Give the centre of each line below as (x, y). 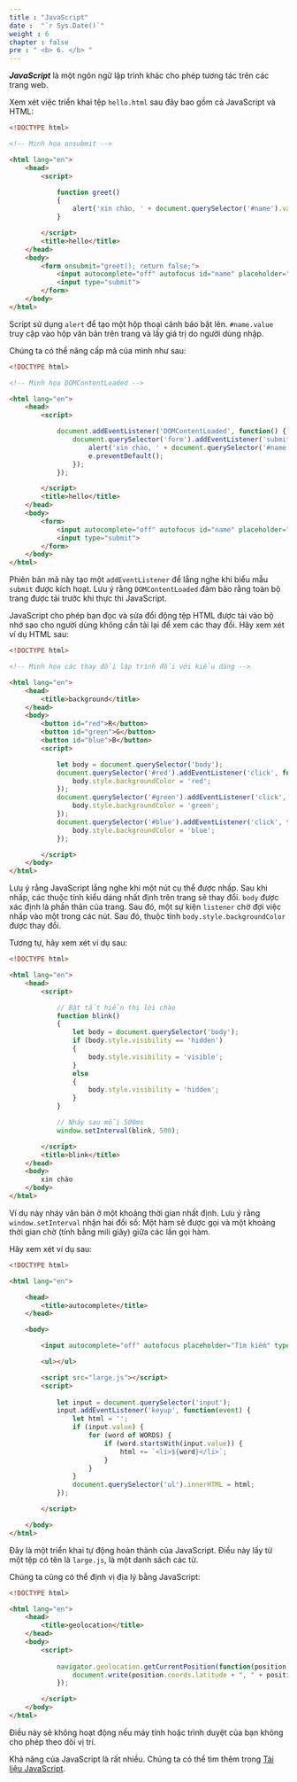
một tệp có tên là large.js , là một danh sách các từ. (104, 1560)
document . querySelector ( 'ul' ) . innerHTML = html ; (163, 1485)
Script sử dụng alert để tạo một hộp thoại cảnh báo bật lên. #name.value (141, 323)
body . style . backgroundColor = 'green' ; (145, 806)
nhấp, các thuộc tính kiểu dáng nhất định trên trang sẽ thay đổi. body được (144, 898)
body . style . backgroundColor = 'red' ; (142, 781)
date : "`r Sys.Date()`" (57, 26)
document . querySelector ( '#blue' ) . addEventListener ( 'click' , (169, 822)
